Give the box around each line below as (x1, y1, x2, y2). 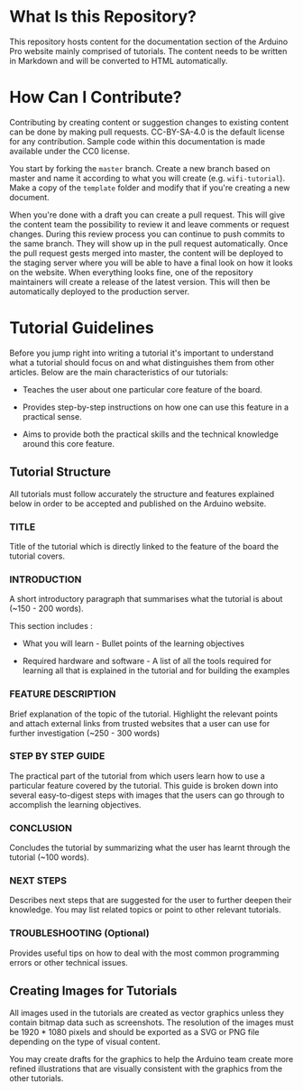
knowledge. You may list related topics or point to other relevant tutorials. (9, 904, 281, 915)
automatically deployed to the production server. (9, 286, 190, 297)
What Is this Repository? (9, 6, 197, 27)
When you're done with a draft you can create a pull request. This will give (9, 209, 286, 220)
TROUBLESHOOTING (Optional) (9, 927, 151, 939)
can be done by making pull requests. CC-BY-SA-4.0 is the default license (9, 126, 286, 137)
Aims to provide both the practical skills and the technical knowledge (22, 429, 280, 439)
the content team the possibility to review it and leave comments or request (9, 218, 290, 229)
